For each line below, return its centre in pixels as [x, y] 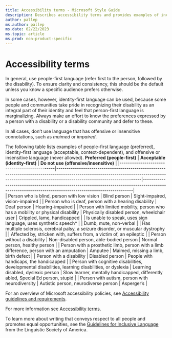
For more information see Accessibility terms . [53, 309]
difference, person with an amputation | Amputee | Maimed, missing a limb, [84, 251]
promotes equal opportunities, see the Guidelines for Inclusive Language [82, 324]
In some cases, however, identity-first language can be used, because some [86, 99]
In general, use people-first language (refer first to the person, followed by [84, 78]
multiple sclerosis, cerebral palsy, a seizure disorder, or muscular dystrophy [85, 228]
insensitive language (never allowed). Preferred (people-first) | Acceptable [85, 157]
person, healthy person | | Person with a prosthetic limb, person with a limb [84, 245]
